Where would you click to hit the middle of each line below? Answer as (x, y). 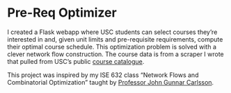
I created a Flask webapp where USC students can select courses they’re (112, 32)
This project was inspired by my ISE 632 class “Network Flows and (103, 75)
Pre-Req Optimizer (62, 13)
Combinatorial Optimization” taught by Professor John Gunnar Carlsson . (111, 82)
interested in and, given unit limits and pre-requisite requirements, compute (115, 39)
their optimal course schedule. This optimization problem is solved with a (112, 46)
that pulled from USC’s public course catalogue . (76, 61)
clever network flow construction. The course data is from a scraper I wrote (115, 54)
